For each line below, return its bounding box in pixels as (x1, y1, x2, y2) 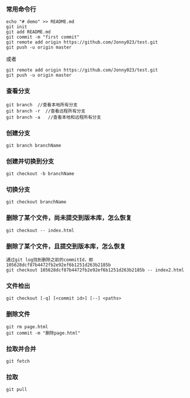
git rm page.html (6, 324, 49, 329)
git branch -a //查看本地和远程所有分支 (6, 114, 101, 120)
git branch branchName (6, 142, 61, 148)
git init (6, 24, 27, 30)
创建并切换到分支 (6, 157, 54, 165)
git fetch (6, 358, 30, 364)
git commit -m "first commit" (6, 34, 80, 40)
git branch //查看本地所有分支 (6, 101, 78, 108)
